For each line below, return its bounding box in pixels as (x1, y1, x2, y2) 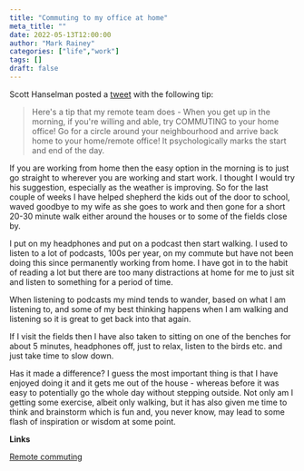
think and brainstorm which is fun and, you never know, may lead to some (9, 406, 286, 417)
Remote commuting (9, 451, 83, 462)
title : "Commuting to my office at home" (9, 13, 169, 23)
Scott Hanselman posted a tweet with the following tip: (9, 88, 214, 100)
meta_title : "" (9, 22, 67, 31)
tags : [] (9, 55, 43, 64)
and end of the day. (31, 144, 105, 155)
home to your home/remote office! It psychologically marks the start (31, 135, 288, 146)
